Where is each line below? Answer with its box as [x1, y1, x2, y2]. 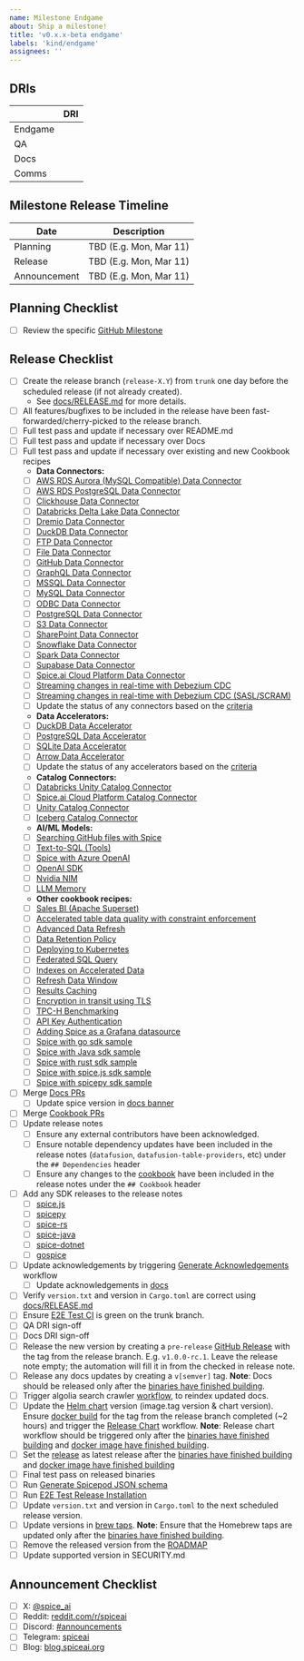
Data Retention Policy [35, 934, 117, 945]
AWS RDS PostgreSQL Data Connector [35, 485, 181, 496]
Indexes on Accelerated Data [35, 964, 145, 976]
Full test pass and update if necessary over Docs [22, 435, 206, 446]
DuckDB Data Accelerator [35, 721, 132, 732]
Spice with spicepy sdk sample [35, 1077, 152, 1088]
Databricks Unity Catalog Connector [35, 781, 172, 792]
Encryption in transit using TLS [35, 995, 152, 1006]
